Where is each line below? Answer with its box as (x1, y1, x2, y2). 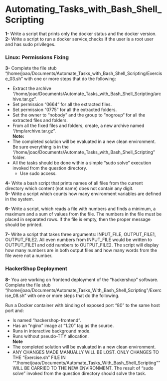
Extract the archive (12, 85, 51, 91)
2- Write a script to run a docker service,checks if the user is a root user (5, 36, 154, 42)
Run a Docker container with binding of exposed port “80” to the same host (5, 302, 161, 308)
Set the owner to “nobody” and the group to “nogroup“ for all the (12, 112, 146, 118)
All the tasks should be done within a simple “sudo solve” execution (12, 160, 151, 166)
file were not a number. (5, 252, 53, 258)
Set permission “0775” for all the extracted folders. (12, 106, 117, 113)
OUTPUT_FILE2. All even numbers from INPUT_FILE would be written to (5, 236, 152, 243)
